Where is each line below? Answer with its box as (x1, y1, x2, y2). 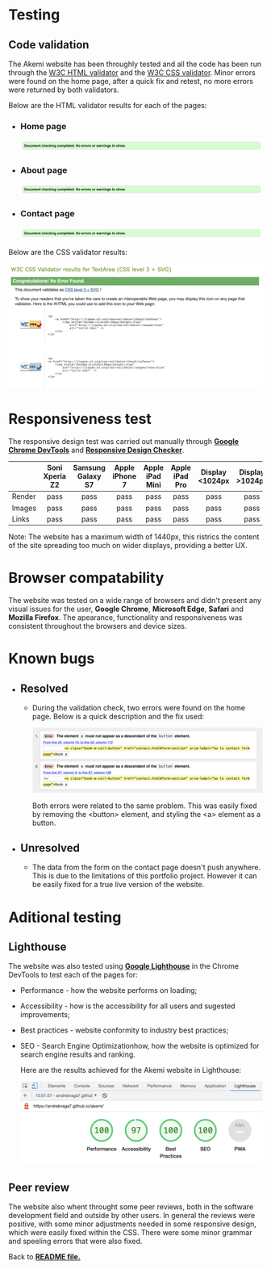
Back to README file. (8, 1252, 81, 1262)
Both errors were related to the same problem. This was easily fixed (31, 801, 257, 810)
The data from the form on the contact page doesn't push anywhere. (31, 862, 261, 873)
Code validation (8, 38, 90, 52)
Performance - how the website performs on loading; (19, 986, 198, 995)
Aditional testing (8, 908, 122, 926)
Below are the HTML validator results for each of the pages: (8, 101, 207, 110)
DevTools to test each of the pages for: (8, 970, 139, 980)
